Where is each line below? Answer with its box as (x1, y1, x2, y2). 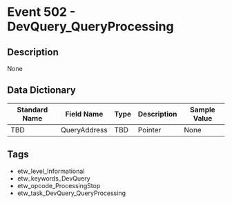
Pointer (137, 125, 162, 134)
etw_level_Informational (17, 167, 85, 175)
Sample (189, 105, 215, 114)
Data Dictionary (7, 84, 76, 96)
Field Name (65, 109, 104, 119)
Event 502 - (7, 4, 76, 20)
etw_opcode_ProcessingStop (17, 181, 101, 190)
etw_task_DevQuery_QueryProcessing (17, 189, 126, 197)
